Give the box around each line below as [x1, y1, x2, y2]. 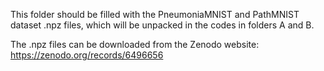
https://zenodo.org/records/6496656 [10, 49, 164, 61]
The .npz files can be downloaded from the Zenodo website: [10, 39, 260, 50]
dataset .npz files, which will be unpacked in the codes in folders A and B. [10, 19, 315, 31]
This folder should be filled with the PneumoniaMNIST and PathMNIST [10, 9, 300, 20]
